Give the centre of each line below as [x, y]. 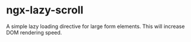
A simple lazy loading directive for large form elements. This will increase [95, 26]
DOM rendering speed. [34, 32]
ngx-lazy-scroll [45, 10]
